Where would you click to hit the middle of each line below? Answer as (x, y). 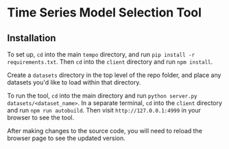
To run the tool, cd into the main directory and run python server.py (102, 95)
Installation (32, 38)
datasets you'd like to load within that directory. (74, 82)
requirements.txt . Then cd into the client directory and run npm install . (110, 62)
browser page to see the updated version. (66, 138)
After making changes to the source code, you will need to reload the (105, 131)
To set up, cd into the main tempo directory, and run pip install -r (101, 54)
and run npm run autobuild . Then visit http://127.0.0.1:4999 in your (104, 110)
